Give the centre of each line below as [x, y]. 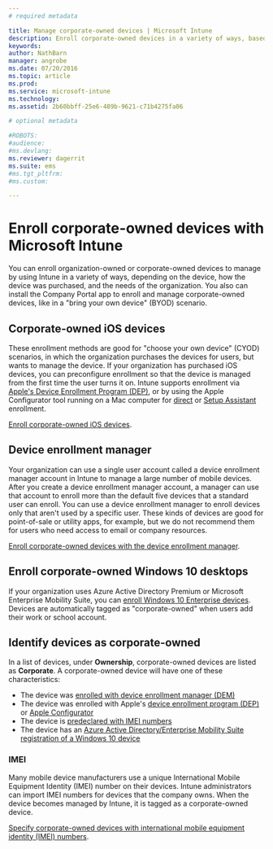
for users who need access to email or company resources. [108, 530]
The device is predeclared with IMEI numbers [96, 721]
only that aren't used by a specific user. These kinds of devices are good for [136, 513]
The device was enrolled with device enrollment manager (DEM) [128, 695]
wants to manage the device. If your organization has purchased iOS [123, 365]
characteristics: [35, 680]
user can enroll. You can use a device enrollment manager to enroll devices [134, 504]
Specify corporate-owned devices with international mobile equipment [127, 828]
